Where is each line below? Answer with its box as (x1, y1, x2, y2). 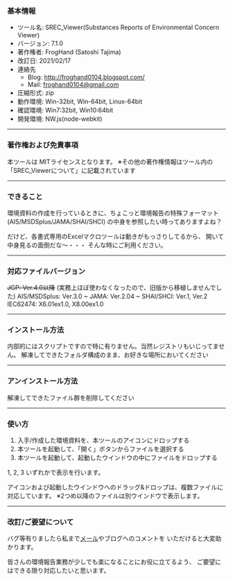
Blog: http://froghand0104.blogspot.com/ (27, 73, 146, 81)
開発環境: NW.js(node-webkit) (17, 115, 103, 123)
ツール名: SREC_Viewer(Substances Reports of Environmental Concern (17, 23, 220, 32)
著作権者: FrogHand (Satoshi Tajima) (17, 48, 121, 56)
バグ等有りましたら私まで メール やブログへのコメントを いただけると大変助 (7, 534, 222, 543)
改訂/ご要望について (7, 517, 74, 527)
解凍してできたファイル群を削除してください (7, 394, 135, 402)
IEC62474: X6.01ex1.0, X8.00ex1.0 (7, 300, 104, 308)
